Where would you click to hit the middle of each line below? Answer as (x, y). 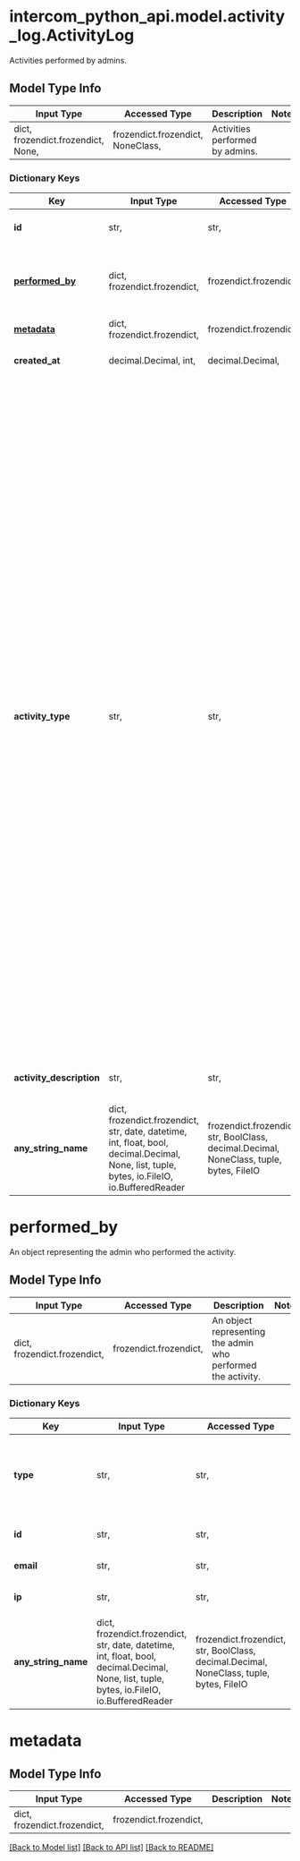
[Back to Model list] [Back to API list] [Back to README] (112, 1848)
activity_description (57, 1078)
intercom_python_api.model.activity (147, 17)
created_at (37, 361)
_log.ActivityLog (72, 35)
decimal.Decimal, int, (152, 361)
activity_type (42, 716)
